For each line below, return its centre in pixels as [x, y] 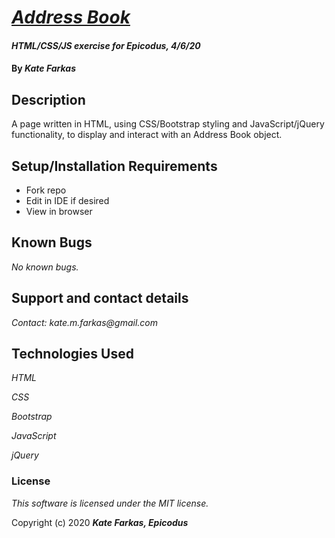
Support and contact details [100, 298]
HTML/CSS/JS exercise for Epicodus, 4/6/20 [106, 45]
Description [48, 99]
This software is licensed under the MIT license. [110, 503]
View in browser [59, 211]
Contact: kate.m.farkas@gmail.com [85, 322]
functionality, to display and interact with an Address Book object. [147, 135]
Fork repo [46, 190]
